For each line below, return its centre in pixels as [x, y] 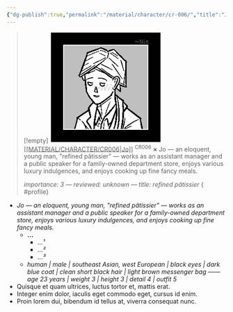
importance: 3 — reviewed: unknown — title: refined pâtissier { [114, 185]
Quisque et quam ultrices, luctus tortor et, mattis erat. [93, 287]
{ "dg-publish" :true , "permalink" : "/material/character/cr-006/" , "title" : [114, 15]
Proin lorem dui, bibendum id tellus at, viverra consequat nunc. [106, 302]
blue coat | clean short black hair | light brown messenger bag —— [123, 272]
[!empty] [36, 140]
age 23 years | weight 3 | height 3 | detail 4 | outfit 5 [102, 279]
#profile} [36, 192]
